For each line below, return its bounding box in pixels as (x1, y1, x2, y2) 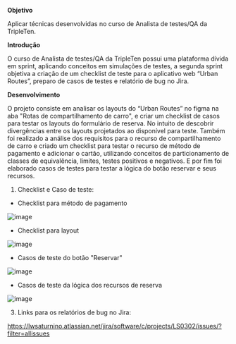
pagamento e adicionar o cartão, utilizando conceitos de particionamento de (7, 149, 230, 157)
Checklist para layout (17, 226, 80, 235)
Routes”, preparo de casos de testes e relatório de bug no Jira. (7, 77, 190, 85)
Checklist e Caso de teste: (17, 185, 94, 193)
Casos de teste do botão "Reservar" (17, 254, 123, 262)
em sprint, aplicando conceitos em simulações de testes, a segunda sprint (7, 62, 223, 70)
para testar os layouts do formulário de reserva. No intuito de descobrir (7, 119, 214, 128)
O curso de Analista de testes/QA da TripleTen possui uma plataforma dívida (7, 54, 229, 63)
